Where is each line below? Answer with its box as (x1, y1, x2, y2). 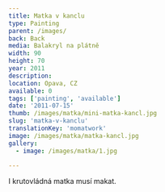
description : (8, 72, 53, 80)
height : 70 (8, 57, 45, 65)
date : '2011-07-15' (8, 102, 74, 110)
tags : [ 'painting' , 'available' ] (8, 94, 121, 102)
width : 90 (8, 49, 42, 57)
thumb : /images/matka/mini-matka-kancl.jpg (8, 110, 158, 118)
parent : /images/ (8, 27, 67, 35)
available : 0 (8, 86, 53, 95)
